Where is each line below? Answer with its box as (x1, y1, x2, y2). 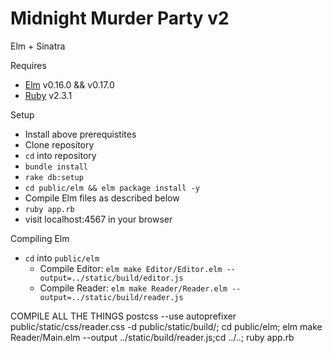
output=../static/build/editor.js (39, 273, 184, 283)
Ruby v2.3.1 (24, 89, 73, 101)
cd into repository (24, 149, 97, 161)
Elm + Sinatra (10, 40, 66, 52)
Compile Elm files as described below (24, 192, 180, 204)
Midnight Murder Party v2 (10, 7, 230, 30)
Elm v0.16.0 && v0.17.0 (24, 78, 115, 91)
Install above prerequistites (24, 128, 137, 140)
